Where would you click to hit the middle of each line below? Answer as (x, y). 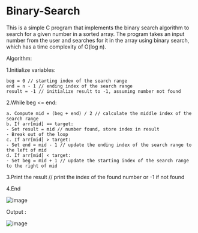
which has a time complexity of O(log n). (56, 47)
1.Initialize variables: (31, 69)
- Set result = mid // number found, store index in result (83, 129)
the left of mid (26, 150)
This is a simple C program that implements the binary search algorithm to (98, 28)
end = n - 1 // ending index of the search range (70, 86)
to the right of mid (32, 166)
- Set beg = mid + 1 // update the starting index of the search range (97, 161)
